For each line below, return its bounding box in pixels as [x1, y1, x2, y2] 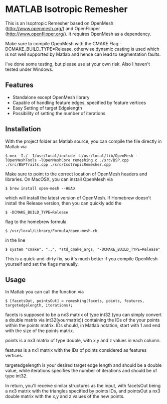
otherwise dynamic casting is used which [74, 46, 159, 52]
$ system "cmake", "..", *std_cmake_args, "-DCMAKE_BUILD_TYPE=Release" [5, 247, 160, 252]
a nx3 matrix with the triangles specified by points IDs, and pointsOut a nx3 [5, 388, 160, 394]
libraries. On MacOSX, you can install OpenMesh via [5, 176, 113, 182]
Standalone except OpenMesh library [12, 94, 90, 100]
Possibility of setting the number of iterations [12, 110, 106, 116]
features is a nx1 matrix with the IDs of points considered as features [5, 347, 147, 353]
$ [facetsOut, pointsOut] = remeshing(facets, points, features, [5, 298, 144, 304]
